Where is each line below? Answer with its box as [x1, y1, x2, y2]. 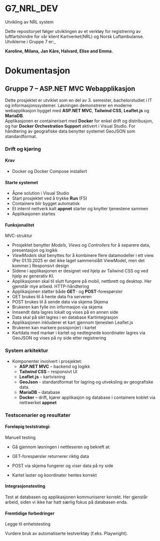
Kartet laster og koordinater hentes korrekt [12, 472, 97, 478]
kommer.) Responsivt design [12, 263, 69, 269]
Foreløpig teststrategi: [5, 423, 51, 430]
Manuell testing [5, 434, 36, 440]
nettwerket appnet [19, 399, 57, 406]
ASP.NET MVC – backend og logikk [19, 363, 90, 369]
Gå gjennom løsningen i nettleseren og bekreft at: [12, 444, 111, 450]
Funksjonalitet [5, 222, 35, 228]
